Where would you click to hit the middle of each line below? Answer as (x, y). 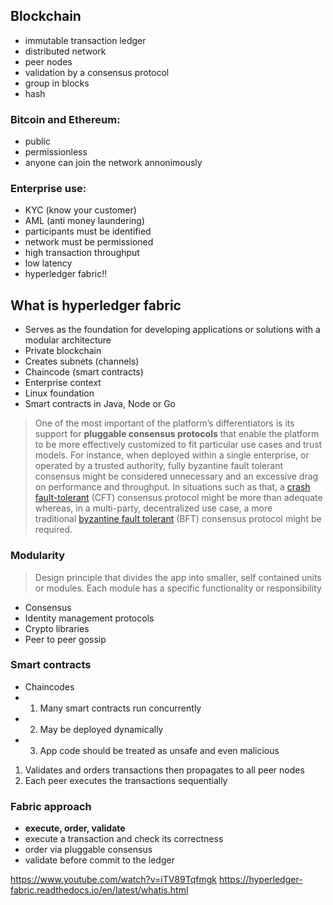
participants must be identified (88, 231)
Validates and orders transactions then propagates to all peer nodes (164, 770)
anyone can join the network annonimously (113, 163)
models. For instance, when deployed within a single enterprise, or (172, 455)
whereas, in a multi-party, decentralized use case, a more (153, 508)
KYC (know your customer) (80, 210)
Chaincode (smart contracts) (84, 372)
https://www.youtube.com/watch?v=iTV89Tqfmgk (113, 880)
